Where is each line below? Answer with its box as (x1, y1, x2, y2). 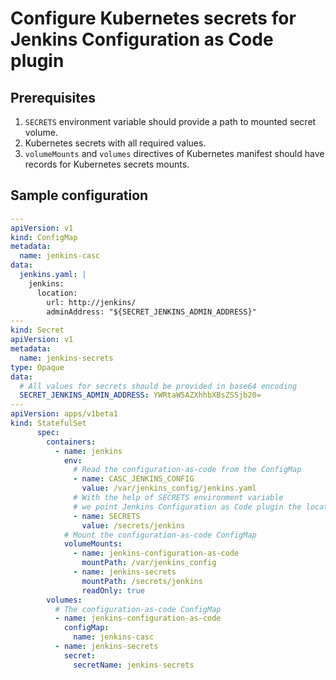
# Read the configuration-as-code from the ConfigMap (73, 465, 302, 475)
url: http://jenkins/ (46, 297, 137, 307)
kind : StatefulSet (10, 418, 87, 429)
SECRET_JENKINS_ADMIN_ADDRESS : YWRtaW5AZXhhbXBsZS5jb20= (19, 390, 262, 401)
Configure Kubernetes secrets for (10, 7, 297, 30)
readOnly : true (81, 585, 145, 596)
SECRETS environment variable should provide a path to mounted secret (24, 116, 317, 127)
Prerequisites (10, 89, 96, 106)
